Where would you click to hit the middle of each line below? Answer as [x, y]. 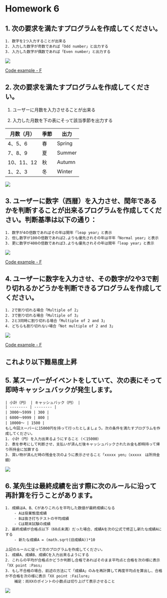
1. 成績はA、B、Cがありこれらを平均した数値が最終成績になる [60, 508]
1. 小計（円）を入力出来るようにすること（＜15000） [53, 439]
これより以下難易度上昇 [41, 362]
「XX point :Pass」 [25, 565]
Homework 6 [32, 9]
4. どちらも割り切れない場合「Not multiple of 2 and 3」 [60, 326]
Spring [65, 143]
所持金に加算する [24, 449]
